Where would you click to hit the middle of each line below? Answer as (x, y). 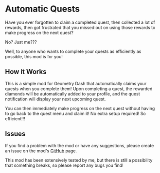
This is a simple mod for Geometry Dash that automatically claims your (76, 83)
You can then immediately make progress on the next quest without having (80, 108)
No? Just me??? (21, 42)
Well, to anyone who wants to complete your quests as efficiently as (73, 51)
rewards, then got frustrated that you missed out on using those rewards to (80, 27)
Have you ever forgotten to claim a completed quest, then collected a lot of (80, 22)
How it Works (26, 72)
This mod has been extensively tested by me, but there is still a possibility (79, 160)
